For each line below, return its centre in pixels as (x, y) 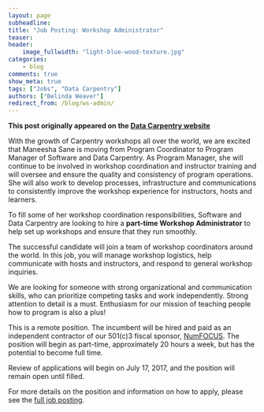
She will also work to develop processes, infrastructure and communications (132, 183)
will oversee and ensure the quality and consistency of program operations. (131, 175)
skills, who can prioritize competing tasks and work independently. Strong (128, 295)
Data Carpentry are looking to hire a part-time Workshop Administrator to (129, 223)
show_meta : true (35, 81)
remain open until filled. (46, 377)
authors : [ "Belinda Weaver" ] (56, 96)
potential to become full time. (56, 353)
